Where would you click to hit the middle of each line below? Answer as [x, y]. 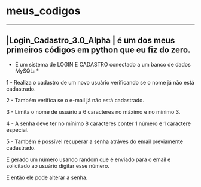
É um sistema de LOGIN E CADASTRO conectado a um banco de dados [103, 64]
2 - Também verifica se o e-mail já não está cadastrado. [75, 100]
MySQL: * [27, 71]
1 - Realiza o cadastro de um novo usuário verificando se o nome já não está [100, 82]
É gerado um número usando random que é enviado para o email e [89, 159]
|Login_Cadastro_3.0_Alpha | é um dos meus [91, 40]
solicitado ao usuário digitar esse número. [58, 165]
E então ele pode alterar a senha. [47, 177]
